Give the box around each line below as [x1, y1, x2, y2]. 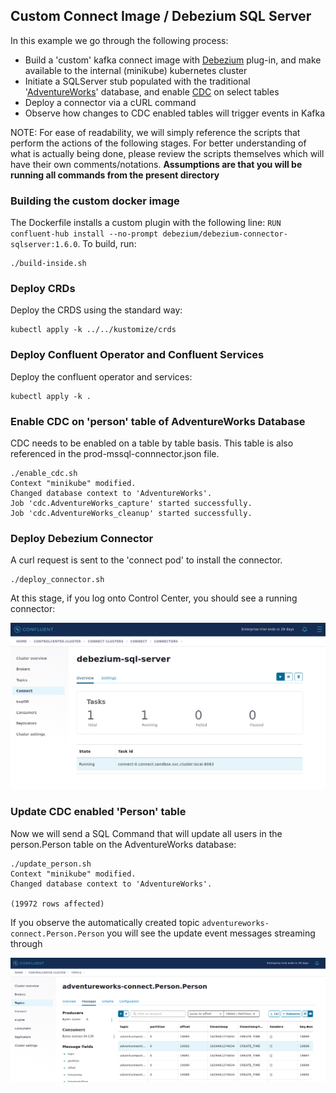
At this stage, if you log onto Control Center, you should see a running [10, 592, 298, 604]
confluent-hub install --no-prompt [10, 229, 159, 239]
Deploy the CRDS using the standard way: [10, 304, 183, 316]
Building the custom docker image [10, 194, 180, 208]
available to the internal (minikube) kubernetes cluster [24, 64, 248, 76]
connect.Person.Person [10, 929, 105, 939]
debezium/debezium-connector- [162, 229, 288, 239]
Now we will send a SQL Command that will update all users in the [10, 827, 283, 839]
